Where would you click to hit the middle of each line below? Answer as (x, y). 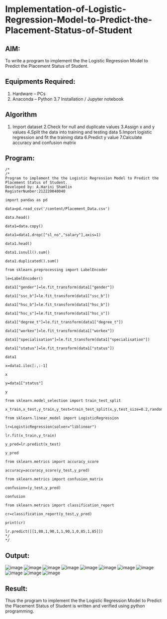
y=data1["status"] (24, 383)
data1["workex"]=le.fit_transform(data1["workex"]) (60, 331)
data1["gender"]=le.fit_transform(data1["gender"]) (60, 288)
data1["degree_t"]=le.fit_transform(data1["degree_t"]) (64, 322)
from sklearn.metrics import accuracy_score (52, 462)
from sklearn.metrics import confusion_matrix (54, 479)
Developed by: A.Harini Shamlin (39, 187)
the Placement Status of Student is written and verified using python (75, 606)
